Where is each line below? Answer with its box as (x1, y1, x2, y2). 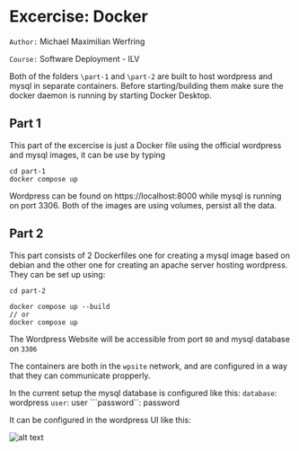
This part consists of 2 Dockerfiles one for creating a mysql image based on (9, 250, 290, 261)
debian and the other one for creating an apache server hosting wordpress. (9, 259, 288, 270)
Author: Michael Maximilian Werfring (9, 36, 145, 47)
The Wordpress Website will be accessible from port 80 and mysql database (9, 333, 290, 344)
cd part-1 (9, 166, 47, 176)
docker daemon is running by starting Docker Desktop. (9, 90, 213, 101)
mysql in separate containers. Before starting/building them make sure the (9, 80, 285, 91)
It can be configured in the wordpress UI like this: (9, 414, 191, 425)
